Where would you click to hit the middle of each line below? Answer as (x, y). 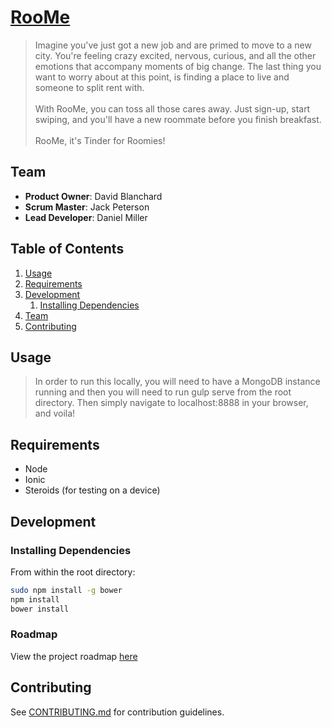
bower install (40, 609)
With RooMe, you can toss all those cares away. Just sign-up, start (172, 108)
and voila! (55, 413)
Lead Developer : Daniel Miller (86, 217)
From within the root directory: (73, 572)
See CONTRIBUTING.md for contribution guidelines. (117, 712)
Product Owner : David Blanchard (93, 196)
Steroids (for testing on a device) (92, 490)
